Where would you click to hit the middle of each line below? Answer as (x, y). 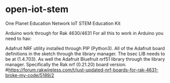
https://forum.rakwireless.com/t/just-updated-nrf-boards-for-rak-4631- (83, 70)
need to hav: (18, 38)
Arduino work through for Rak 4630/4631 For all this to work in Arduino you (84, 33)
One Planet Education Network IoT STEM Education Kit (63, 23)
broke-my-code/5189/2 (30, 75)
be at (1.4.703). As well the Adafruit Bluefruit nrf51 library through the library (85, 59)
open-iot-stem (37, 9)
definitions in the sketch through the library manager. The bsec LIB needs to (85, 54)
